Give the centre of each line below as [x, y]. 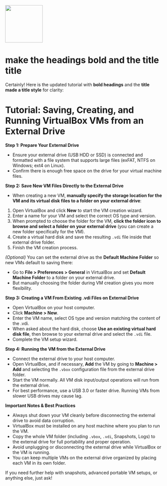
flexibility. [22, 288]
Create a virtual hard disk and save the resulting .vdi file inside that [82, 237]
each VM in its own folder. [39, 463]
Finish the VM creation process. [45, 247]
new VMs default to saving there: [39, 262]
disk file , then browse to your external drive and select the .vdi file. [82, 334]
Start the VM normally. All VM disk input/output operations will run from [86, 380]
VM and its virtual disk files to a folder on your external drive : [77, 201]
